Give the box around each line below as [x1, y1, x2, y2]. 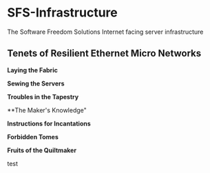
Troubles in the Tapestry [7, 92, 79, 101]
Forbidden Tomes [7, 132, 59, 141]
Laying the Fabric [7, 65, 59, 74]
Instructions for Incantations [7, 119, 91, 128]
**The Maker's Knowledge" [7, 105, 87, 114]
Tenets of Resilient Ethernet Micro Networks [7, 48, 202, 59]
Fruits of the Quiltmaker [7, 146, 77, 154]
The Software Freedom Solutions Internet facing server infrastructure [7, 28, 204, 36]
